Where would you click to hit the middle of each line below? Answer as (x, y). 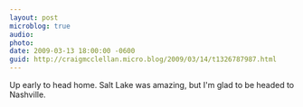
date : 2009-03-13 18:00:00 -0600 (72, 51)
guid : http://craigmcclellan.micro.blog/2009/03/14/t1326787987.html (143, 59)
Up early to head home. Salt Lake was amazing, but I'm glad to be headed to (152, 85)
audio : (22, 34)
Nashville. (28, 94)
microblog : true (40, 26)
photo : (22, 43)
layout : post (34, 18)
